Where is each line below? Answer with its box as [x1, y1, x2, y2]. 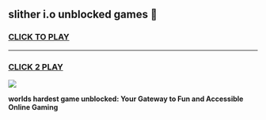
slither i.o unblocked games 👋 [8, 8, 158, 21]
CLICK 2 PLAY [8, 61, 63, 72]
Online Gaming [8, 102, 59, 111]
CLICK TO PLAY [8, 32, 70, 43]
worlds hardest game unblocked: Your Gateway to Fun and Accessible [8, 94, 244, 103]
